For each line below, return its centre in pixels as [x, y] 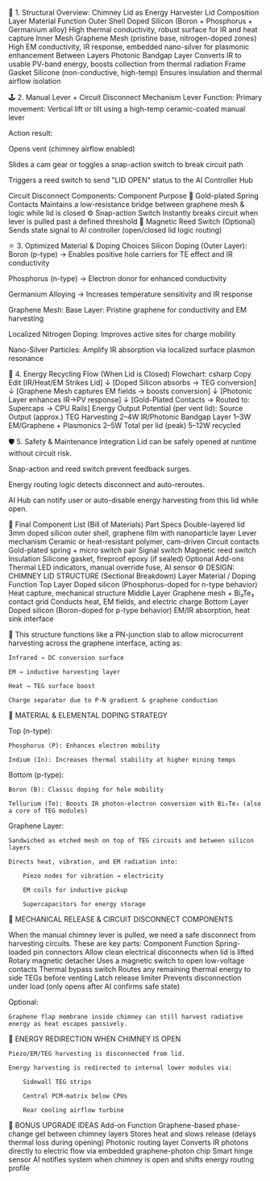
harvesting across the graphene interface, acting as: [96, 643]
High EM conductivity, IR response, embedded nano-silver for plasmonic [129, 47]
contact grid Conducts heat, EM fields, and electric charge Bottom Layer [129, 601]
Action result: [31, 133]
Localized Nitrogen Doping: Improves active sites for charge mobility [122, 334]
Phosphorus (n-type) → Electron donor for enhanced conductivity [118, 278]
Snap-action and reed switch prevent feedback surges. [100, 469]
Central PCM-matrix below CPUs [75, 1096]
